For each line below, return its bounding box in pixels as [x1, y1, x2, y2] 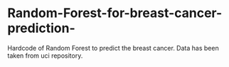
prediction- [7, 20, 76, 36]
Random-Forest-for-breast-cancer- [7, 5, 223, 21]
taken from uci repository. [7, 51, 83, 60]
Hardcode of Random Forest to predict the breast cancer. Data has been [7, 43, 219, 52]
